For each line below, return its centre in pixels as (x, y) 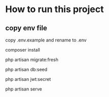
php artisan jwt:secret (28, 79)
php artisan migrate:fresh (32, 60)
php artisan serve (24, 89)
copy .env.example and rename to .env (46, 40)
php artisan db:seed (26, 69)
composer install (23, 50)
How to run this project (55, 9)
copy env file (26, 28)
